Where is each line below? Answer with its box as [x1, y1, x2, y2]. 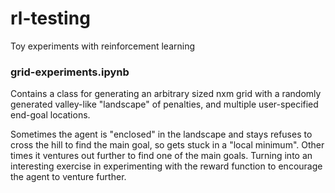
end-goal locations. [10, 109, 91, 121]
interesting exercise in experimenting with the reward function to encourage [10, 160, 323, 172]
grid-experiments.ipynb [10, 65, 130, 79]
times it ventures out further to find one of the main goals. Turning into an [10, 150, 313, 162]
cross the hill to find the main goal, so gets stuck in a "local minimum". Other [10, 139, 325, 151]
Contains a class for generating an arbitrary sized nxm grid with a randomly [10, 88, 322, 100]
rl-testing [10, 7, 91, 30]
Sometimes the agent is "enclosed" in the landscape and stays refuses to [10, 128, 313, 141]
